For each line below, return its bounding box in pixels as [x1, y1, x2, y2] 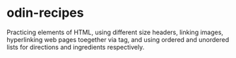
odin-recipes [6, 5, 84, 21]
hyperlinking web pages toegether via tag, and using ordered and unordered [6, 35, 230, 43]
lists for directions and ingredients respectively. [6, 43, 145, 51]
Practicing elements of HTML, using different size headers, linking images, [6, 28, 224, 36]
